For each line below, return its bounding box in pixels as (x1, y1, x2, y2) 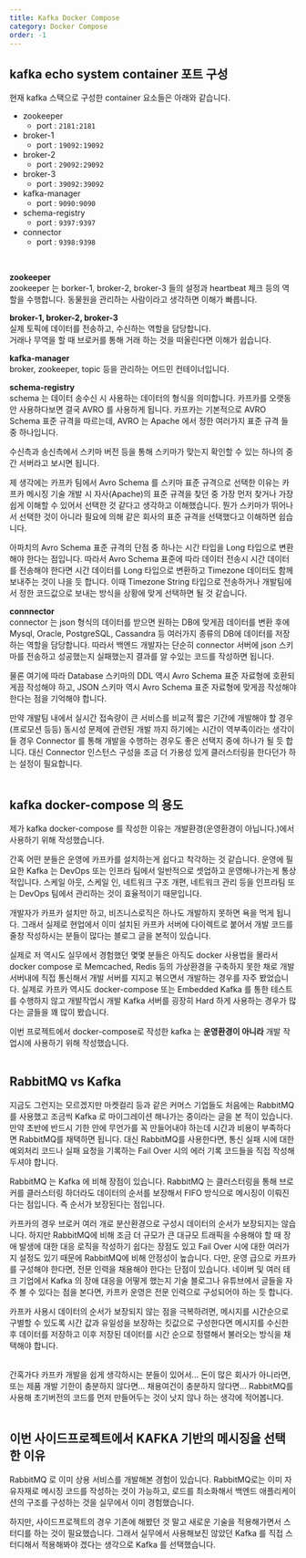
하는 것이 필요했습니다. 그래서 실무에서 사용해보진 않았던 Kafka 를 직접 (33, 1527, 284, 1538)
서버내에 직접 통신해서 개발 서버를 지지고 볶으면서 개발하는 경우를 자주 (9, 972, 258, 983)
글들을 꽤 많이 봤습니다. (25, 1007, 109, 1017)
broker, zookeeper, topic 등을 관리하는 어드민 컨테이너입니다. (9, 364, 229, 375)
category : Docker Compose (9, 22, 107, 31)
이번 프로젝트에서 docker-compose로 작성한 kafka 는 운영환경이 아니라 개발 (9, 1026, 281, 1036)
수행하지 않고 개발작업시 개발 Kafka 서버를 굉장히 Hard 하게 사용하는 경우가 (18, 995, 287, 1006)
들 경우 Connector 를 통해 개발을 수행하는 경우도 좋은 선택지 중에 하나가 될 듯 (9, 735, 284, 746)
